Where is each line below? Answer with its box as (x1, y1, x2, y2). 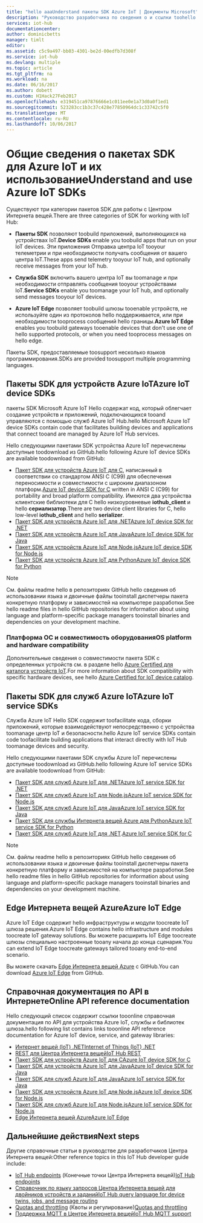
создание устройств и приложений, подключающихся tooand (6, 411, 166, 418)
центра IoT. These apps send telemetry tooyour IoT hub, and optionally (14, 256, 191, 263)
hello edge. (14, 337, 43, 344)
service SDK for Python (14, 823, 74, 830)
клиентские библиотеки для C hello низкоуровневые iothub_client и (14, 498, 191, 506)
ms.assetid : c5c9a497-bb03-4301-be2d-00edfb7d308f (6, 48, 137, 54)
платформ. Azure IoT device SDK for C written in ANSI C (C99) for (14, 486, 179, 493)
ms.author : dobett (6, 88, 53, 94)
